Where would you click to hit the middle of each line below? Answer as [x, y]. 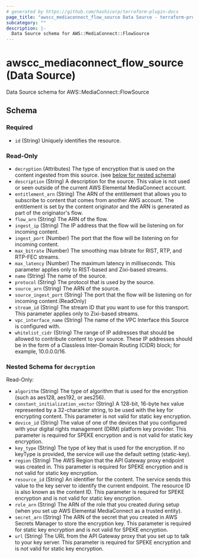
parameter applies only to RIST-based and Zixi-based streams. [91, 270]
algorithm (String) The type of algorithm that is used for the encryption [101, 391]
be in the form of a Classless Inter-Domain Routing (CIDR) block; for [97, 345]
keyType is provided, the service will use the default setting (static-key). [103, 454]
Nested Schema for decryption [51, 366]
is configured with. [38, 326]
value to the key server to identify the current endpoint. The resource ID [102, 486]
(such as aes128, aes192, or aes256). [60, 397]
